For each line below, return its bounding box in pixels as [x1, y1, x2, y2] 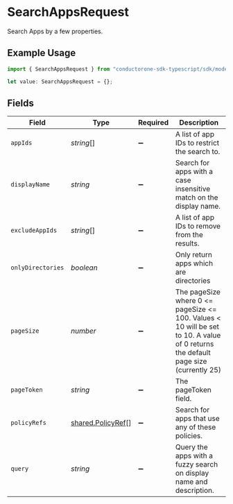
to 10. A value [175, 331, 221, 340]
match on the [175, 193, 218, 202]
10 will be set [175, 322, 220, 331]
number [70, 327, 96, 336]
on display [175, 469, 209, 478]
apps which [175, 259, 214, 268]
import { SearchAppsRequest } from [7, 65, 110, 73]
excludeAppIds [10, 227, 58, 234]
